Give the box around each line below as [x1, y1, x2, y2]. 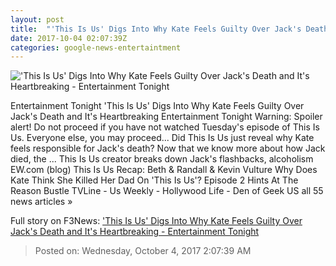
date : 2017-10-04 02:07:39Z [10, 33, 128, 43]
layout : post [10, 14, 65, 25]
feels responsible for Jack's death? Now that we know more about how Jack [10, 142, 326, 155]
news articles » [10, 196, 73, 208]
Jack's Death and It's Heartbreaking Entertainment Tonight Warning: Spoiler [10, 111, 323, 123]
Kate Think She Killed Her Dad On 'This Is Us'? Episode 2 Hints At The [10, 174, 299, 186]
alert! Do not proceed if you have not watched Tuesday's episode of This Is [10, 121, 320, 133]
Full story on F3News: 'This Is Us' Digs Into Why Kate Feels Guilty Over [10, 215, 303, 227]
